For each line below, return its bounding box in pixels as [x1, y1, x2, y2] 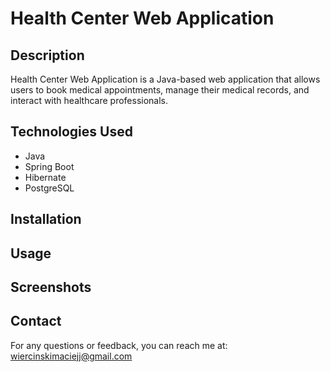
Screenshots [10, 278, 92, 296]
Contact [10, 313, 62, 330]
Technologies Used [10, 123, 133, 141]
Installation [10, 211, 82, 228]
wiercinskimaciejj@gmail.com [10, 350, 133, 362]
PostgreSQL [24, 182, 75, 194]
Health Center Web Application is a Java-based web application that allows [10, 73, 321, 85]
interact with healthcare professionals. [10, 95, 169, 106]
